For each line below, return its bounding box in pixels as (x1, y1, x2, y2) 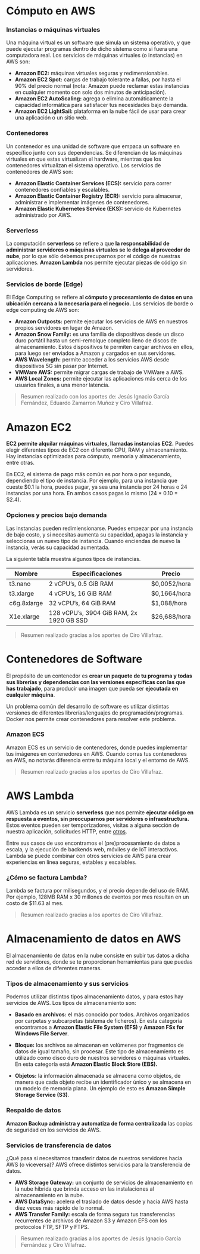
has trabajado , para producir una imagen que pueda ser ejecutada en (6, 685, 179, 692)
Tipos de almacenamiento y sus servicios (6, 979, 129, 988)
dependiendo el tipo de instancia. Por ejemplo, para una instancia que (6, 477, 177, 485)
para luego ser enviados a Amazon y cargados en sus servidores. (14, 349, 176, 357)
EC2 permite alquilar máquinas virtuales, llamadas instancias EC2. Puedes (6, 440, 194, 447)
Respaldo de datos (6, 1106, 61, 1115)
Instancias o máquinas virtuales (6, 26, 101, 34)
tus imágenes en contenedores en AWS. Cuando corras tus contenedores (6, 750, 187, 757)
